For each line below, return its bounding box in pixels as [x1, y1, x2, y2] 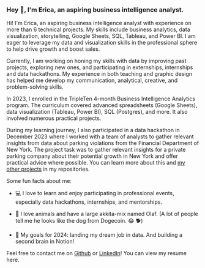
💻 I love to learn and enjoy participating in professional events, [15, 190, 174, 197]
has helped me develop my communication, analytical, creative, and [6, 76, 178, 84]
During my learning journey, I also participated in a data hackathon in [6, 127, 181, 134]
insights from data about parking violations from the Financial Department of [6, 140, 199, 147]
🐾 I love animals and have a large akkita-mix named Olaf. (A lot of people [15, 210, 199, 218]
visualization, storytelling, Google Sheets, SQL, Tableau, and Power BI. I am [6, 32, 196, 40]
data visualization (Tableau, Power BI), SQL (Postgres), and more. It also [6, 108, 188, 116]
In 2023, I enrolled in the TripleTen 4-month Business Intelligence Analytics [6, 95, 196, 103]
